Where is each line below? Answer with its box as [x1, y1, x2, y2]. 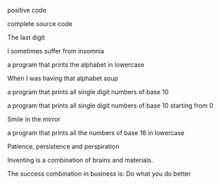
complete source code [7, 20, 72, 27]
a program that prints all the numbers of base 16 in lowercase [7, 129, 185, 136]
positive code [7, 6, 47, 14]
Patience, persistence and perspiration [7, 142, 119, 151]
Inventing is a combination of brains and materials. [7, 156, 153, 164]
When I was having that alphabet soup [7, 74, 118, 82]
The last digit [7, 33, 46, 42]
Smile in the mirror [7, 115, 61, 123]
